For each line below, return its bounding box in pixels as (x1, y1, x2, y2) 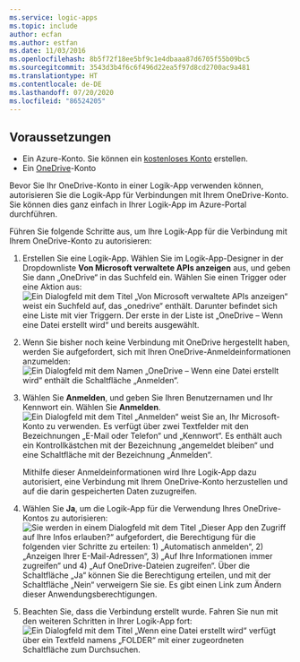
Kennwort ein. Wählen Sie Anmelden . (21, 402, 161, 413)
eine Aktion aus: (21, 281, 82, 292)
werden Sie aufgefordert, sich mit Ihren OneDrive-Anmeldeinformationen (21, 347, 291, 357)
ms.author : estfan (9, 38, 78, 47)
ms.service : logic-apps (9, 13, 99, 22)
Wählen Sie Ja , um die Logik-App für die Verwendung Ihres (21, 503, 242, 514)
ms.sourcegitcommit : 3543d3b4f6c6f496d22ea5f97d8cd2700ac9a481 (9, 64, 251, 73)
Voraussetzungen (9, 129, 112, 144)
